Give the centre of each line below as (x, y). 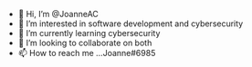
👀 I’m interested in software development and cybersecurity (131, 24)
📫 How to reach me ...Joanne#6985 (87, 53)
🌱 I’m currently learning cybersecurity (89, 33)
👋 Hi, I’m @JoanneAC (58, 14)
